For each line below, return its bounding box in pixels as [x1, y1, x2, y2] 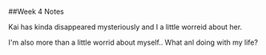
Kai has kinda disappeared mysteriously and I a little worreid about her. [8, 22, 243, 31]
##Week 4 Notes [8, 7, 64, 16]
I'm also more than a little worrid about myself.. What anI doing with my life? [8, 37, 259, 47]
